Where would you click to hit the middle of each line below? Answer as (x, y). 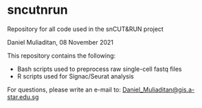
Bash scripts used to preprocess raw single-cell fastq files (99, 69)
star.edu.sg (23, 97)
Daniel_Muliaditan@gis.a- (159, 89)
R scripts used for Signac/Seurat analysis (75, 76)
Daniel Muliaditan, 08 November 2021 (60, 42)
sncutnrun (37, 10)
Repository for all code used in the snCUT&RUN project (85, 29)
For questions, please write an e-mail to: (64, 89)
